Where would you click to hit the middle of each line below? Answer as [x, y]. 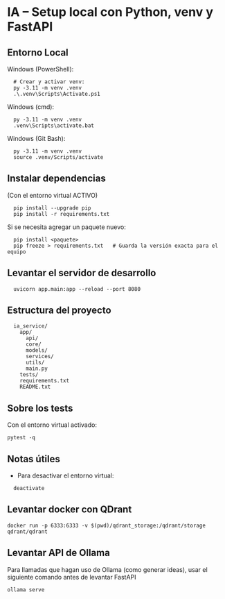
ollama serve [26, 590]
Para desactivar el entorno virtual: [65, 475]
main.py [37, 369]
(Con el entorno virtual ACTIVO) [53, 195]
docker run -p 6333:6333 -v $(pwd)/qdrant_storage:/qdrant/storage [107, 525]
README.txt [35, 387]
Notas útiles [34, 459]
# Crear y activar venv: [49, 82]
